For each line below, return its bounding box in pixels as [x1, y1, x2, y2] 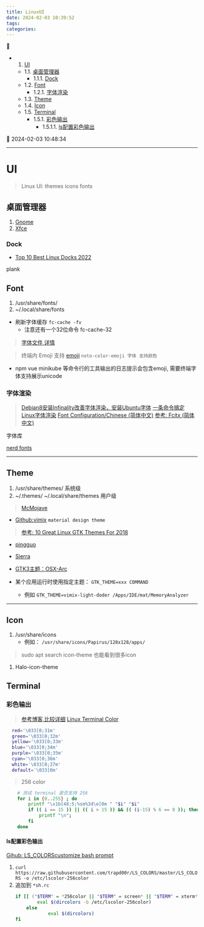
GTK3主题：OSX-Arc [15, 565, 68, 573]
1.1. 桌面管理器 [24, 68, 59, 75]
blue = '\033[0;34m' [12, 744, 59, 750]
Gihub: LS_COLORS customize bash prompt [6, 852, 114, 859]
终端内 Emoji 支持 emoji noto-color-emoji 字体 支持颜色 [21, 352, 158, 359]
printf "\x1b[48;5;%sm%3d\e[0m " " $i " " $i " [28, 801, 140, 807]
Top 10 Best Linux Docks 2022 [15, 254, 92, 261]
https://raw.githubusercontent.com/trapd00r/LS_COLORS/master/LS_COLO [15, 870, 198, 876]
